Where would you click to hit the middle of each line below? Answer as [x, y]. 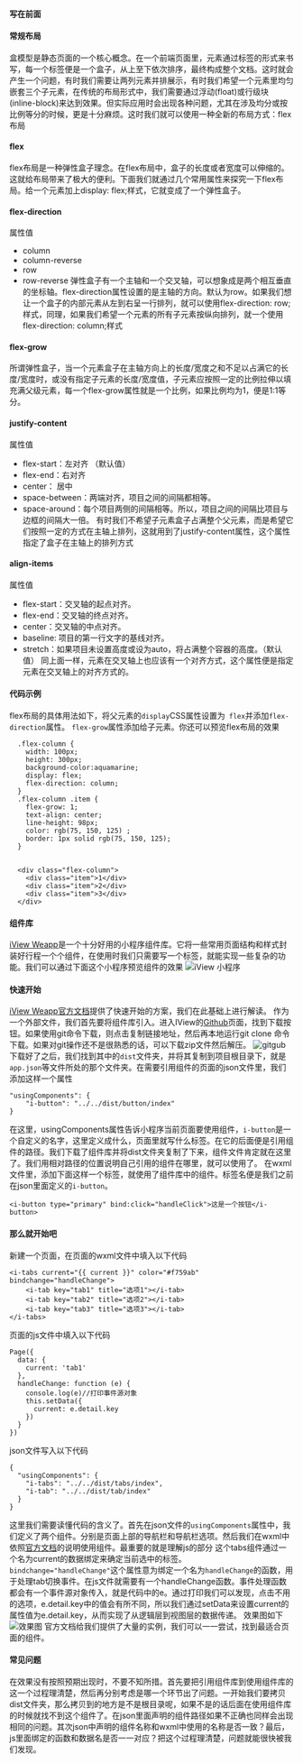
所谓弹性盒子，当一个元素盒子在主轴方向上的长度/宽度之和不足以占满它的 [145, 368]
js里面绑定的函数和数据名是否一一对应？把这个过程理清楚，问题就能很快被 [147, 1738]
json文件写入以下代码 [49, 1450]
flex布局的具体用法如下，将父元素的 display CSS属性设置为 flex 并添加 [139, 716]
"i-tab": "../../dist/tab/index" [88, 1491]
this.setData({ [54, 1401]
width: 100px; [52, 752]
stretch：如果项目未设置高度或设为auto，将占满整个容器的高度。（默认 [152, 648]
